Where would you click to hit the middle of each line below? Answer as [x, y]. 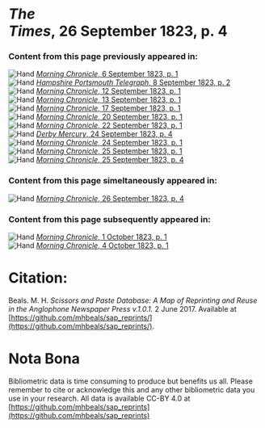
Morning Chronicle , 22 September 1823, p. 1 [109, 125]
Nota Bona [44, 359]
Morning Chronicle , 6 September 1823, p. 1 [107, 74]
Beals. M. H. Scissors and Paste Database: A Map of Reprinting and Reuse [133, 300]
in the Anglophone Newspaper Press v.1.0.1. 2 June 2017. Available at [122, 309]
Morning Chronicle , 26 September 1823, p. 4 [110, 198]
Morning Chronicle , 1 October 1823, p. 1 [101, 237]
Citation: [38, 278]
